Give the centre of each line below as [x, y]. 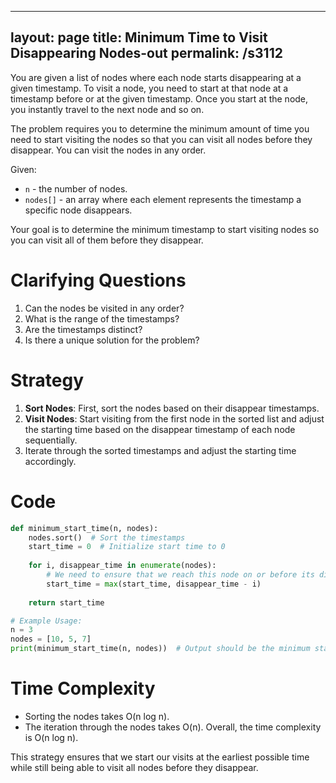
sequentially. [51, 440]
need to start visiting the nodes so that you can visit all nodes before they [161, 139]
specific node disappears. [78, 210]
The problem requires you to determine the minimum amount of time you [160, 128]
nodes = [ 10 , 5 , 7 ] [51, 639]
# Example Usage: [46, 621]
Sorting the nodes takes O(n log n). [97, 716]
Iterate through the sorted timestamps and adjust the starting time [160, 450]
